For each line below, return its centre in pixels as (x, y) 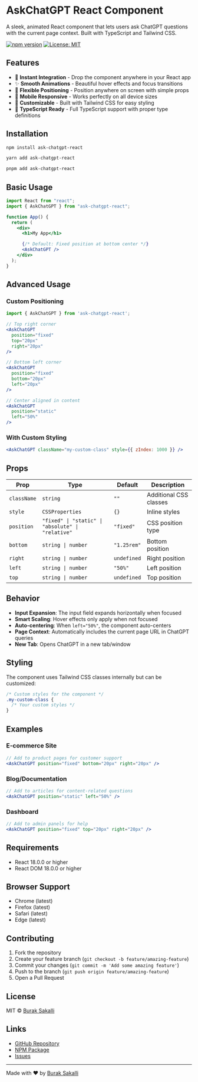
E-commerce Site (32, 746)
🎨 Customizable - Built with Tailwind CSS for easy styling (84, 103)
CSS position (165, 523)
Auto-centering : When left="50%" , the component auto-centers (93, 625)
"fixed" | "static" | (72, 521)
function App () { (27, 217)
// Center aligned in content (43, 400)
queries (24, 638)
